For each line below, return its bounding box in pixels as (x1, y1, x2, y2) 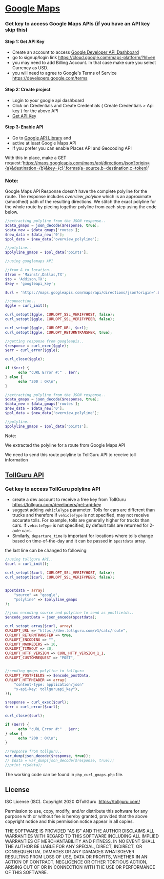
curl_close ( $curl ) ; (5, 713, 45, 719)
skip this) (5, 26, 28, 33)
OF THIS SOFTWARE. (5, 869, 48, 875)
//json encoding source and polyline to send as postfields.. (5, 610, 134, 615)
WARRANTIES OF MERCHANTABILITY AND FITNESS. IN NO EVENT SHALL (5, 838, 156, 844)
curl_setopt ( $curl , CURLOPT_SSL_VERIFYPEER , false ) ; (5, 575, 115, 579)
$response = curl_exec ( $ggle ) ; (5, 343, 69, 348)
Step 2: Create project (5, 86, 51, 92)
